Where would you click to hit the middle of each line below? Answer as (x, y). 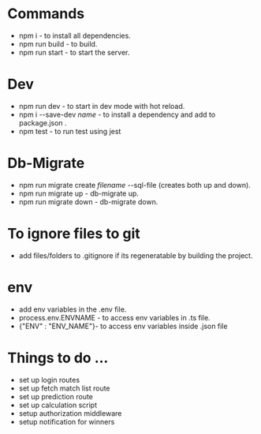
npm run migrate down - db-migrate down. (88, 201)
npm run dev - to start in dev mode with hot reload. (102, 106)
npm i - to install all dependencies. (75, 36)
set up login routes (49, 380)
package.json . (43, 122)
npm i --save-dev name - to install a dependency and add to (117, 114)
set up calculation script (58, 405)
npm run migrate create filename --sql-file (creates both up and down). (135, 185)
